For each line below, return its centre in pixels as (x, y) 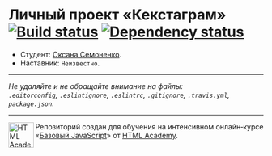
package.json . (31, 103)
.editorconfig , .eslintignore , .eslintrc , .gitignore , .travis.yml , (119, 95)
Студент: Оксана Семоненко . (71, 54)
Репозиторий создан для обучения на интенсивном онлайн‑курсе (149, 126)
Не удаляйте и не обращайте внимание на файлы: (96, 86)
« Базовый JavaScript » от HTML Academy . (106, 135)
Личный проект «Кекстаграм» (117, 15)
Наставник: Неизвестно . (60, 63)
